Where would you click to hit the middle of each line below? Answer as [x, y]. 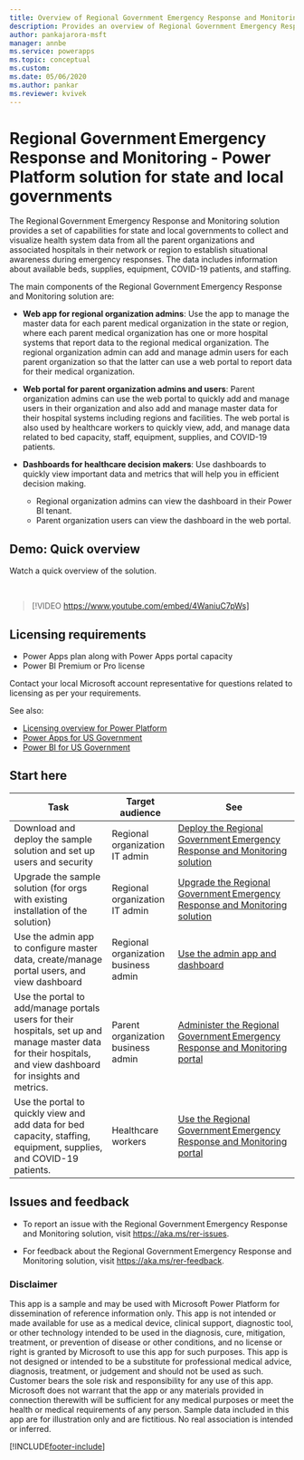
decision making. [54, 484]
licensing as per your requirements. [76, 693]
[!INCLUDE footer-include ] [57, 1446]
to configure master [56, 947]
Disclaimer [33, 1284]
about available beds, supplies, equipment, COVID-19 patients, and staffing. [150, 269]
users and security [53, 861]
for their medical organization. [79, 371]
